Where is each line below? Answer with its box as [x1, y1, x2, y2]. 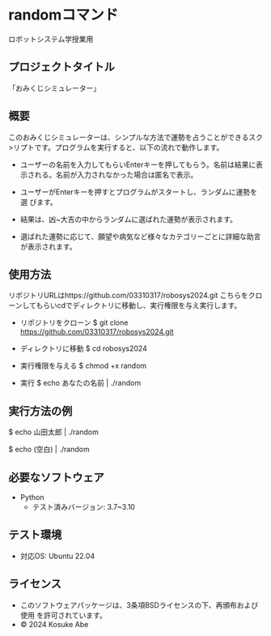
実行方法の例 [8, 404, 73, 418]
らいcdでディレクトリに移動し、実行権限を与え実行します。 [43, 301, 242, 310]
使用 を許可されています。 [19, 610, 107, 620]
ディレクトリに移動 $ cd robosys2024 [19, 344, 147, 353]
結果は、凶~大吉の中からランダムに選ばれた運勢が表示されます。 [19, 214, 237, 224]
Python [19, 493, 44, 502]
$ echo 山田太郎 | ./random [8, 427, 99, 437]
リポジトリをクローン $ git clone [19, 318, 129, 327]
